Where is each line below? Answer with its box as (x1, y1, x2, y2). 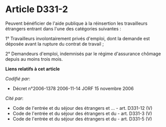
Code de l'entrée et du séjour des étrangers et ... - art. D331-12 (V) (12, 105, 153, 111)
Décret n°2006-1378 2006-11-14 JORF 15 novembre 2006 (12, 85, 134, 92)
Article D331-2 (5, 4, 68, 15)
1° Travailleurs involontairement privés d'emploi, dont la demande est (5, 35, 150, 41)
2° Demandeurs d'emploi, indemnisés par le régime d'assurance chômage (5, 51, 161, 57)
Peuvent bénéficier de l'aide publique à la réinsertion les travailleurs (5, 20, 148, 26)
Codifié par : (5, 75, 31, 81)
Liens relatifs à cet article (5, 66, 60, 72)
